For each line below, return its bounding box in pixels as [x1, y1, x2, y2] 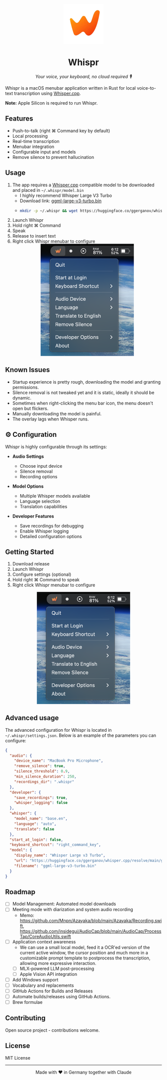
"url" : [14, 858, 28, 863]
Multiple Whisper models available [19, 493, 90, 499]
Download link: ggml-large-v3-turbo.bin [19, 198, 102, 204]
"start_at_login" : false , [9, 837, 64, 842]
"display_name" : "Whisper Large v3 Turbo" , [14, 853, 106, 858]
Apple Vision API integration [19, 971, 78, 977]
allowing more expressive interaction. [19, 960, 97, 966]
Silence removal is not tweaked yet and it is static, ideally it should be [12, 390, 155, 396]
